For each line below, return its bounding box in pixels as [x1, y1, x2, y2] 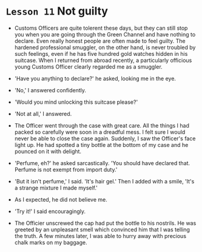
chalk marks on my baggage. [14, 239, 87, 246]
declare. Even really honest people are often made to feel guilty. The [14, 37, 186, 44]
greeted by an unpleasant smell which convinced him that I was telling [14, 226, 190, 233]
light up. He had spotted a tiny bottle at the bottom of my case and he [14, 141, 189, 148]
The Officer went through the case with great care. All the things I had [14, 121, 189, 129]
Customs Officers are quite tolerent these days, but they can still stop [14, 24, 188, 32]
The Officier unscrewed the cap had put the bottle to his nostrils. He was [14, 219, 197, 226]
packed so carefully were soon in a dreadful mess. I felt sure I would [14, 128, 186, 135]
